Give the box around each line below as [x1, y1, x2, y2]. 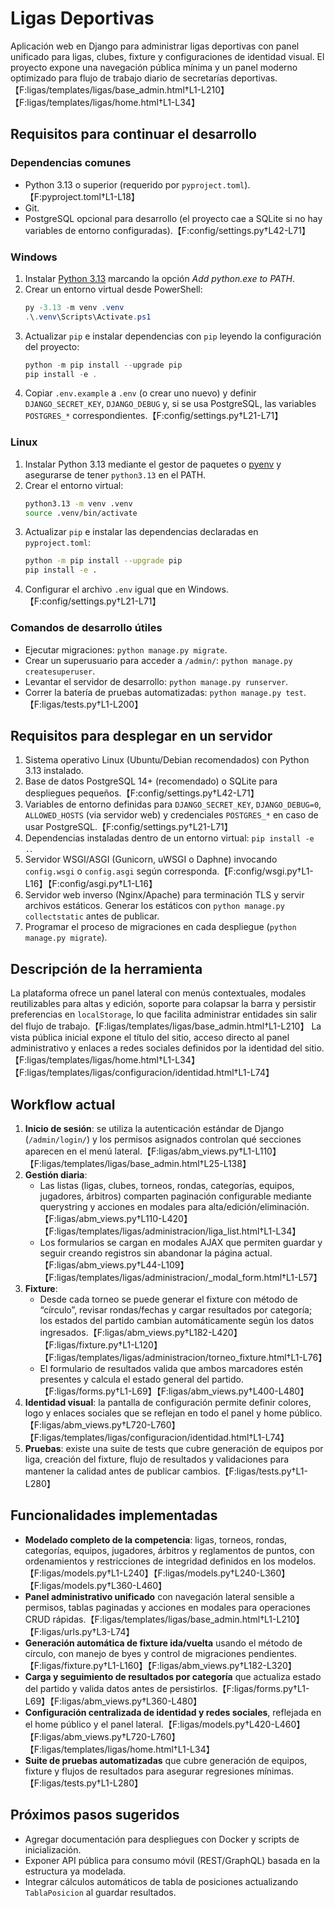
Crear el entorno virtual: [24, 479, 124, 491]
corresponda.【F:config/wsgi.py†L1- [164, 865, 314, 877]
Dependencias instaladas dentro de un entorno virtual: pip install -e [24, 832, 315, 844]
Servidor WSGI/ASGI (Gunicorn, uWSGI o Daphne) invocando [24, 853, 278, 866]
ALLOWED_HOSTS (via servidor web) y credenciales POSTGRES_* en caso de [24, 809, 319, 821]
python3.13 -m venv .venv [24, 498, 133, 509]
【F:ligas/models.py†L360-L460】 [24, 1579, 167, 1591]
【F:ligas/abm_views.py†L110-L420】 [39, 1212, 193, 1224]
